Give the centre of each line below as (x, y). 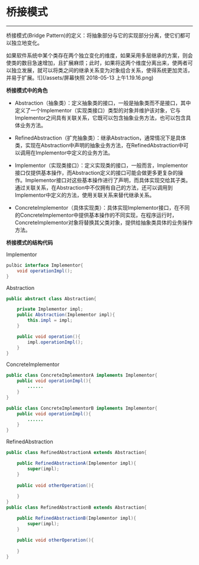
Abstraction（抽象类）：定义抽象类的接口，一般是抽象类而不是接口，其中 (103, 103)
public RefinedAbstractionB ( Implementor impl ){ (76, 518)
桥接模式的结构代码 (30, 242)
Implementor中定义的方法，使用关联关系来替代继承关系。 (85, 195)
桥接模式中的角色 (27, 90)
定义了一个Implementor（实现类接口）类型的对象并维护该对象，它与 (97, 110)
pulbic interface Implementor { (45, 265)
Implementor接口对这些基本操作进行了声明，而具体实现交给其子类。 (108, 180)
